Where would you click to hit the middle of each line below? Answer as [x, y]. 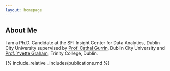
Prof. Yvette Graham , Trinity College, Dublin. [52, 53]
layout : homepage [24, 10]
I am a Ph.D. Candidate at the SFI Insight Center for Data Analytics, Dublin [82, 43]
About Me [21, 31]
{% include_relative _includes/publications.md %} [57, 63]
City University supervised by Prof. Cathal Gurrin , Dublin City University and [85, 48]
